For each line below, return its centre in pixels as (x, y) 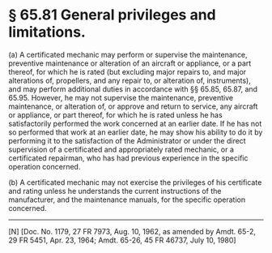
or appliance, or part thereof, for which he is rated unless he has (115, 114)
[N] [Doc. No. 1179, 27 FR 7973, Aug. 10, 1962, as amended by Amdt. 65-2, (132, 231)
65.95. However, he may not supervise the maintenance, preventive (121, 97)
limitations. (47, 32)
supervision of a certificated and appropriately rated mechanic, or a (121, 149)
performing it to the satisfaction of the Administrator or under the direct (127, 140)
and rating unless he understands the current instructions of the (115, 191)
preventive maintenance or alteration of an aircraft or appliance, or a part (130, 63)
